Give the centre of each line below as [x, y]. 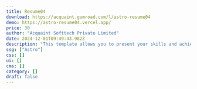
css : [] [16, 55]
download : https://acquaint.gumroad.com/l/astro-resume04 [78, 17]
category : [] [22, 71]
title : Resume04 [26, 11]
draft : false [22, 77]
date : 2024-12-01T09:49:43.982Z [45, 39]
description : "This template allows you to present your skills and [91, 44]
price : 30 [18, 28]
